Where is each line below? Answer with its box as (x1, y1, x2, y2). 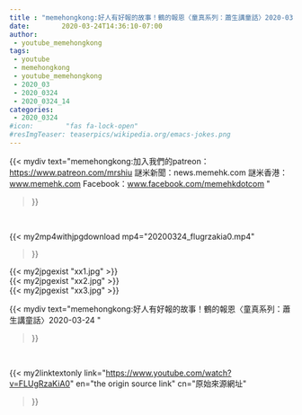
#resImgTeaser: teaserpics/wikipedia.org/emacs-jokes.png (9, 130, 231, 139)
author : (9, 30, 39, 39)
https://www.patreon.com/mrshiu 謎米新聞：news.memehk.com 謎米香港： (9, 167, 288, 178)
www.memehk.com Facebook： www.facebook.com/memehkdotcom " (9, 178, 271, 189)
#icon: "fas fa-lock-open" (9, 122, 139, 131)
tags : (9, 47, 30, 56)
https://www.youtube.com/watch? (105, 367, 232, 378)
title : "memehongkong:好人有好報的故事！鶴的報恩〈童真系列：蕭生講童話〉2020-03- (9, 13, 298, 22)
